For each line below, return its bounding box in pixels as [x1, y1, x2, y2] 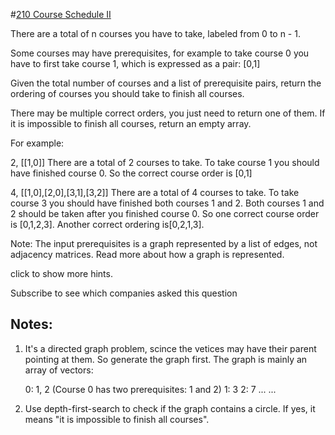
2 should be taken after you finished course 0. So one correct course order [10, 208, 320, 219]
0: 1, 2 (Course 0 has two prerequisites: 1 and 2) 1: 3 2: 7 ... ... [24, 383, 277, 395]
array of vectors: [24, 364, 94, 376]
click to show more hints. [10, 268, 113, 279]
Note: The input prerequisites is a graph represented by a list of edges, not [10, 238, 318, 249]
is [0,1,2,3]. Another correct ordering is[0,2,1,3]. [10, 219, 205, 230]
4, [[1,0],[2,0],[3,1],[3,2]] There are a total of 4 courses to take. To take [10, 187, 300, 198]
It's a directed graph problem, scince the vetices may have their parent [24, 342, 317, 354]
